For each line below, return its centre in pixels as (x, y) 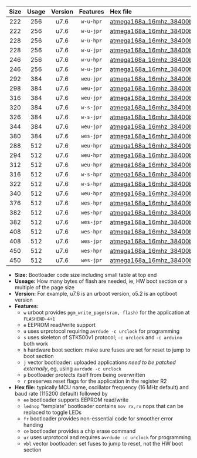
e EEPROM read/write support (59, 325)
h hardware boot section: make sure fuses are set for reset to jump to (107, 350)
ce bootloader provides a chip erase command (79, 431)
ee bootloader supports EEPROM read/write (76, 400)
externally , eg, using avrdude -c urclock (72, 369)
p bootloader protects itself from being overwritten (84, 375)
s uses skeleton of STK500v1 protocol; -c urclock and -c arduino (103, 337)
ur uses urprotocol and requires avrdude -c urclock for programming (107, 437)
